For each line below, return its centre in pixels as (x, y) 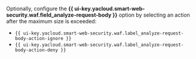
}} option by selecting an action (151, 15)
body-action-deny (36, 50)
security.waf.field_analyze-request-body (59, 15)
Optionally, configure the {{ (40, 9)
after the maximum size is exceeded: (51, 21)
